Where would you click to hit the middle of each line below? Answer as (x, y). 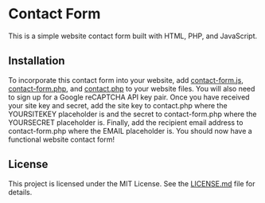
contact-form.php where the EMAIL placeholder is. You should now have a (130, 131)
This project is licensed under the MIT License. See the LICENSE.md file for (132, 183)
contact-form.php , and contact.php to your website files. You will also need (132, 88)
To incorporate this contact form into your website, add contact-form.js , (126, 80)
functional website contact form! (62, 139)
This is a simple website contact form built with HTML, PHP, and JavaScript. (133, 36)
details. (20, 192)
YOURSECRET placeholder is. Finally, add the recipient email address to (126, 122)
